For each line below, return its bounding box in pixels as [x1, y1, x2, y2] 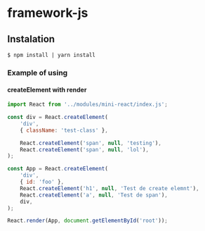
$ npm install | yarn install [7, 51, 96, 58]
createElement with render [7, 85, 87, 94]
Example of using [7, 68, 68, 77]
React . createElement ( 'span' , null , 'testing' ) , [20, 139, 161, 146]
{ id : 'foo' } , [20, 178, 65, 185]
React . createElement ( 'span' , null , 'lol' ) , [20, 146, 150, 153]
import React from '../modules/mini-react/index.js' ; [7, 101, 168, 108]
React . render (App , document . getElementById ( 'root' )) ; [7, 217, 168, 225]
